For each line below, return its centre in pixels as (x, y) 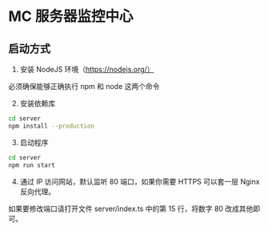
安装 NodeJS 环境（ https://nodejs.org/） (87, 69)
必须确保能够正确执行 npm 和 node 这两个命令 (84, 86)
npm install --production (51, 126)
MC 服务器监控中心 (71, 16)
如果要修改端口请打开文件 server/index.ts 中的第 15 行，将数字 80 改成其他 (131, 209)
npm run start (32, 165)
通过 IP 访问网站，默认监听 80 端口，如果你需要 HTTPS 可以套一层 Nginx (140, 181)
